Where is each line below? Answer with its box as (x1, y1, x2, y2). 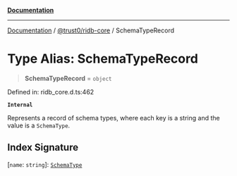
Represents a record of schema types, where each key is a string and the (7, 113, 220, 122)
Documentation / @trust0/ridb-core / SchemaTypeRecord (7, 26, 175, 34)
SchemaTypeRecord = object (24, 74, 112, 82)
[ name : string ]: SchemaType (7, 160, 83, 168)
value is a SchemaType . (7, 121, 71, 130)
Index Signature (7, 142, 79, 153)
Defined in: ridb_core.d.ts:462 (7, 87, 95, 96)
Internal (7, 101, 33, 108)
